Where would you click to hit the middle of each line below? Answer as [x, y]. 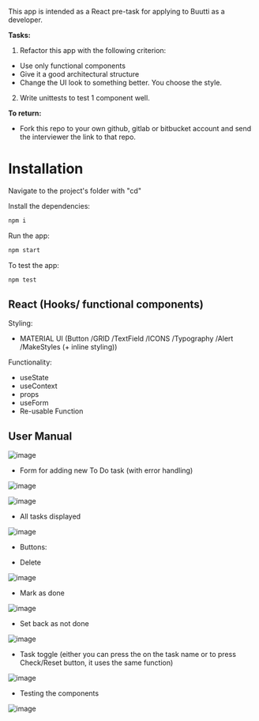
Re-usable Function [51, 411]
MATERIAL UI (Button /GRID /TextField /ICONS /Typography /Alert [126, 338]
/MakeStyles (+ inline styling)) [68, 347]
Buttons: [33, 547]
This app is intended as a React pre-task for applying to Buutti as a [116, 11]
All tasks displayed [50, 516]
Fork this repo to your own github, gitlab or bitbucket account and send [135, 128]
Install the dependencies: [49, 206]
